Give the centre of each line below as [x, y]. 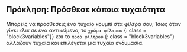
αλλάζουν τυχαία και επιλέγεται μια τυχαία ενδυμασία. [75, 43]
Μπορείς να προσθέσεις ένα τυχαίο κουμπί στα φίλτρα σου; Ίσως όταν [94, 24]
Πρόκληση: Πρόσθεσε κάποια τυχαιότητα [86, 10]
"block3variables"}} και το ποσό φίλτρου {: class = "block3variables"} [90, 36]
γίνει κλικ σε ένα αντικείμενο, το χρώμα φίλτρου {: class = [76, 30]
